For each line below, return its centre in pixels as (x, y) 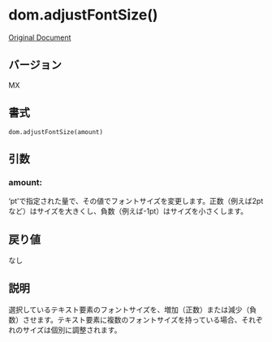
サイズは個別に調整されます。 (72, 330)
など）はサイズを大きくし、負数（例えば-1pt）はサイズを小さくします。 (128, 211)
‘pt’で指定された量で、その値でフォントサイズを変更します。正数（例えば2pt (136, 201)
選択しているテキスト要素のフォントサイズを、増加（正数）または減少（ (129, 310)
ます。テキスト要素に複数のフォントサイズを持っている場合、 (139, 319)
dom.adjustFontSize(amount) (56, 132)
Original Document (40, 37)
